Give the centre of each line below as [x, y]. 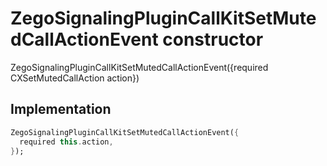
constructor [213, 39]
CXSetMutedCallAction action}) [75, 78]
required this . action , [66, 142]
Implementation [61, 109]
